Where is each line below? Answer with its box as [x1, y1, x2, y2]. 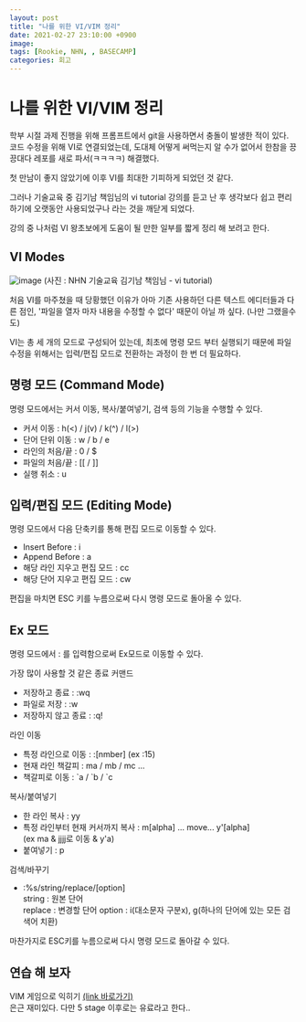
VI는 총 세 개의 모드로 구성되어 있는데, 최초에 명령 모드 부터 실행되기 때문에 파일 [9, 336, 292, 347]
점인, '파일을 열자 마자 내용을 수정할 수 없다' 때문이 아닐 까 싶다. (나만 [18, 305, 265, 316]
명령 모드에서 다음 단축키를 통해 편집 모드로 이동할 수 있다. [9, 523, 216, 534]
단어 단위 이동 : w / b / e [22, 434, 110, 445]
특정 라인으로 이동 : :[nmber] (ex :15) [22, 749, 156, 760]
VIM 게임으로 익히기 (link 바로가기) [9, 991, 134, 1001]
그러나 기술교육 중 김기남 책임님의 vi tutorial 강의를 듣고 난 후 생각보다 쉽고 [9, 191, 276, 202]
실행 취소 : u [22, 468, 67, 479]
